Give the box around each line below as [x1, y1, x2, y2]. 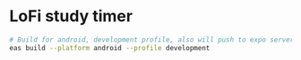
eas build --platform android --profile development [9, 43, 211, 52]
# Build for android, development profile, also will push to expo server [9, 35, 295, 44]
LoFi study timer [9, 6, 133, 26]
